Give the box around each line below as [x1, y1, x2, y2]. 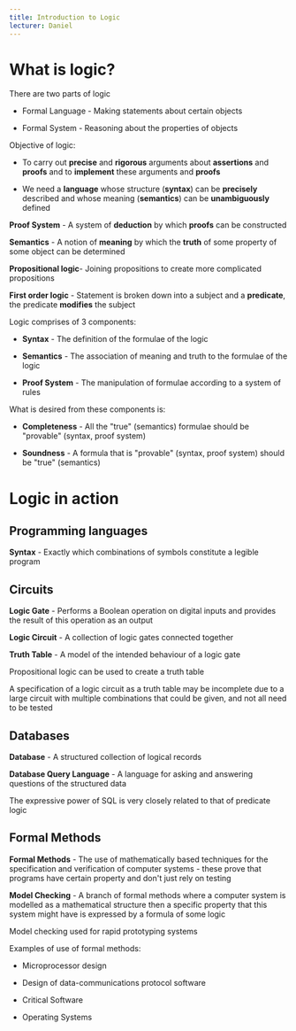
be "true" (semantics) [21, 457, 102, 468]
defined [21, 203, 51, 213]
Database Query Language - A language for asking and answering [9, 769, 254, 779]
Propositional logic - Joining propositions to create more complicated [9, 263, 262, 275]
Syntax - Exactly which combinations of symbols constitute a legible [9, 547, 259, 558]
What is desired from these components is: [9, 404, 166, 415]
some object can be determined [9, 246, 125, 257]
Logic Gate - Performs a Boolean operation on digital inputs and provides [9, 606, 277, 616]
